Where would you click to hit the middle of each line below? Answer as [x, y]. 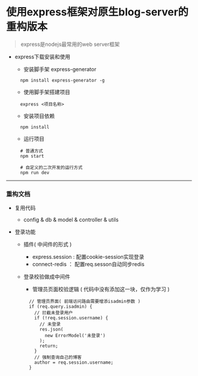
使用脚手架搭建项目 [47, 92]
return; [49, 346]
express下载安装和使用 [42, 56]
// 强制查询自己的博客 [58, 357]
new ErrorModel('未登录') [75, 336]
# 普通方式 [32, 151]
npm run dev [35, 172]
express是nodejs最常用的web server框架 [70, 44]
